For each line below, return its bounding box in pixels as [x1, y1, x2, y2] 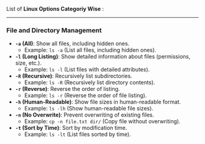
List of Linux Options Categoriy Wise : [6, 5, 104, 12]
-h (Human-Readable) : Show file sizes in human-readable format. [15, 98, 181, 106]
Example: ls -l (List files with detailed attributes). [24, 66, 150, 73]
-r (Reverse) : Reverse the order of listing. [15, 85, 120, 93]
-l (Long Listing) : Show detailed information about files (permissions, [15, 53, 191, 60]
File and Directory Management [6, 26, 102, 34]
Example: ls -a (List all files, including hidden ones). [24, 46, 157, 54]
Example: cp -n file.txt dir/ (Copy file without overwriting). [24, 118, 181, 125]
